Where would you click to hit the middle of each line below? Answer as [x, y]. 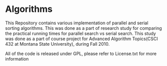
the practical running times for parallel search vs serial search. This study [81, 33]
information [17, 59]
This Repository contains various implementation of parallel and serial [77, 23]
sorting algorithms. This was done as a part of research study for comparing [83, 28]
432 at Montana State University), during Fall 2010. [57, 44]
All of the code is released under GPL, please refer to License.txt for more [81, 54]
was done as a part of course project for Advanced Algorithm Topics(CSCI [82, 39]
